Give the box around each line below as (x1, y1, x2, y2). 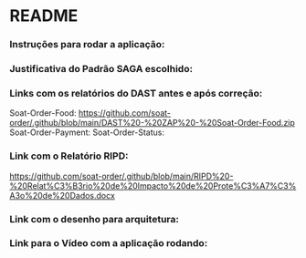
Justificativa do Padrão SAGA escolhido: (9, 63, 194, 76)
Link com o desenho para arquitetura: (9, 212, 180, 225)
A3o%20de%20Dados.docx (9, 190, 116, 201)
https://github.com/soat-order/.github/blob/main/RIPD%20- (9, 170, 234, 181)
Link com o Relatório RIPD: (9, 150, 129, 162)
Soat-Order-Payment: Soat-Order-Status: (9, 127, 164, 138)
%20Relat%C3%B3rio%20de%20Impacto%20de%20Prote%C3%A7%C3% (9, 180, 297, 191)
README (9, 5, 79, 26)
